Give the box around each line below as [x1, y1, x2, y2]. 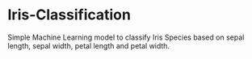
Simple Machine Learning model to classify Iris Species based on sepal [7, 32, 245, 42]
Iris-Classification [7, 6, 131, 24]
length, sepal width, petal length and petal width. [7, 40, 170, 50]
